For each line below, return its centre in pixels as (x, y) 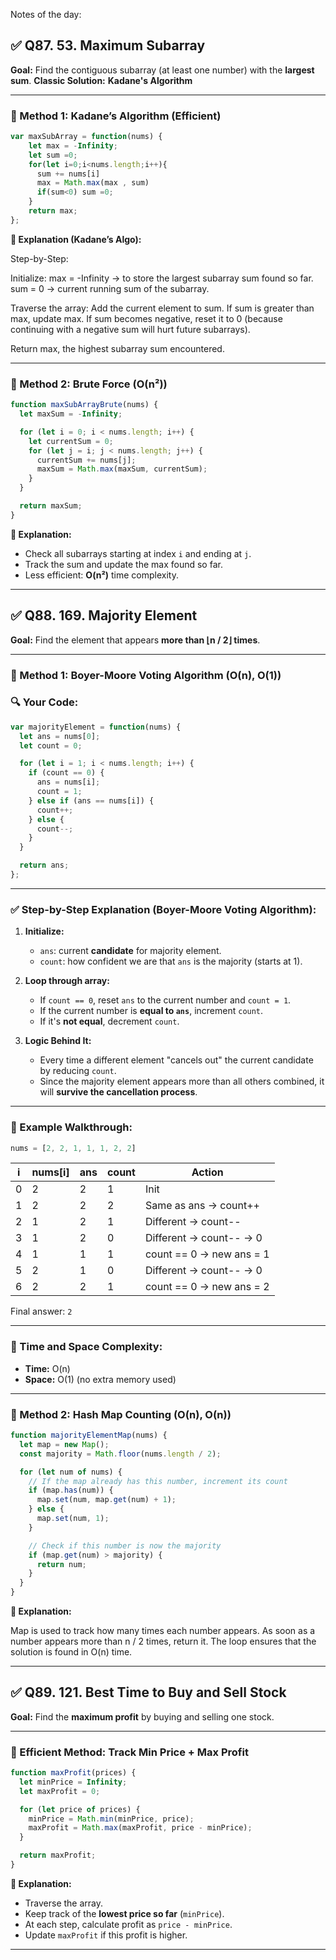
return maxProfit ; (58, 1855)
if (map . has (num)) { (71, 1490)
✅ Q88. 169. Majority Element (104, 615)
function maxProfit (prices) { (73, 1773)
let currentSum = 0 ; (71, 441)
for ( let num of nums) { (71, 1472)
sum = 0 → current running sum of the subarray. (110, 288)
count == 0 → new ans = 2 (207, 1287)
